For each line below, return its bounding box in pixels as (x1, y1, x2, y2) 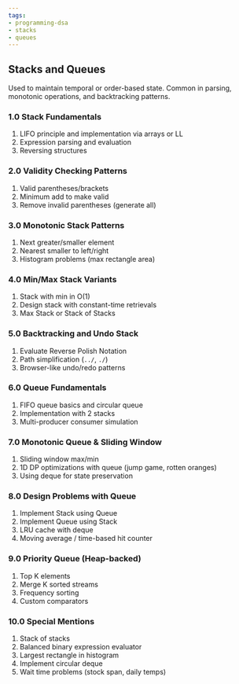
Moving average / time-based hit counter (19, 534, 153, 543)
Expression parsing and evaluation (19, 138, 132, 147)
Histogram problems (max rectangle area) (19, 254, 156, 263)
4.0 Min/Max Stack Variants (8, 274, 117, 285)
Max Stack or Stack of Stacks (19, 308, 116, 318)
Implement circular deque (19, 659, 104, 668)
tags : (8, 11, 26, 20)
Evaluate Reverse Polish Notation (19, 346, 127, 355)
